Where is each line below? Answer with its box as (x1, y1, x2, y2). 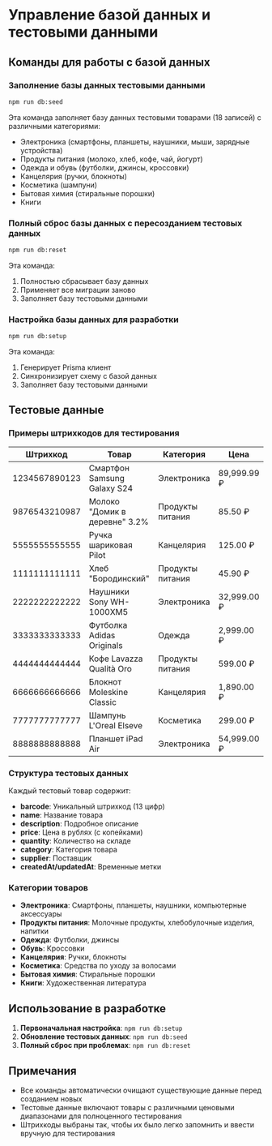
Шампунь (88, 710, 127, 721)
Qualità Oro (88, 663, 132, 674)
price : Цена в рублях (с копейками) (19, 827, 143, 837)
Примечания (8, 1064, 77, 1078)
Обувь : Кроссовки (19, 943, 85, 954)
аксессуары (19, 909, 62, 919)
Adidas (88, 629, 116, 641)
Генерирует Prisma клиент (19, 363, 112, 372)
